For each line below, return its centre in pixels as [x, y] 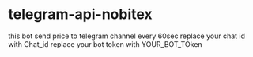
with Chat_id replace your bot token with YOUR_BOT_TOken [106, 44]
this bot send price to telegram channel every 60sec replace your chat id [127, 36]
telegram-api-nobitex [80, 14]
